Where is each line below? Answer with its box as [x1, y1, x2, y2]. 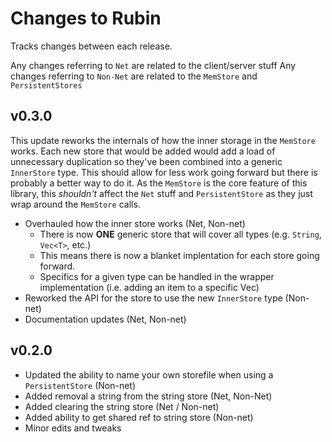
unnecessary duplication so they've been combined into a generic [10, 155, 283, 167]
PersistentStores [10, 80, 83, 91]
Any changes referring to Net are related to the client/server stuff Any [10, 59, 297, 71]
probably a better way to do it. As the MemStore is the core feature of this [10, 177, 308, 189]
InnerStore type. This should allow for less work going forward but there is [10, 166, 318, 178]
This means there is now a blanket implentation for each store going [39, 249, 320, 261]
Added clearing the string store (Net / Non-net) [24, 400, 220, 412]
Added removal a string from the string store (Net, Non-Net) [24, 390, 273, 402]
